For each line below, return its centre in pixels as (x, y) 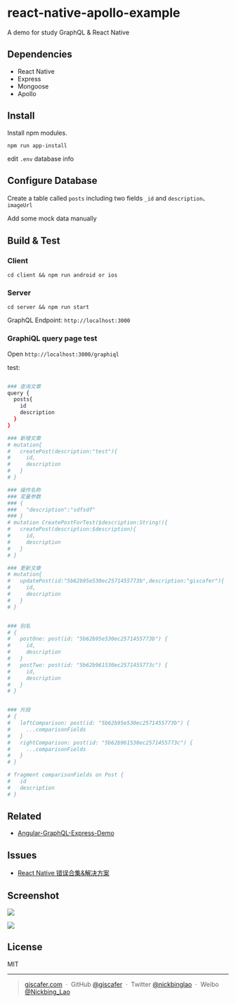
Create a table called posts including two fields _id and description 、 (108, 199)
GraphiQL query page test (52, 338)
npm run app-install (38, 145)
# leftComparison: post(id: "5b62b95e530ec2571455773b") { (99, 723)
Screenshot (33, 895)
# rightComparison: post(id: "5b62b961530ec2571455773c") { (100, 743)
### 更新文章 (24, 568)
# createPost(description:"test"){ (63, 451)
